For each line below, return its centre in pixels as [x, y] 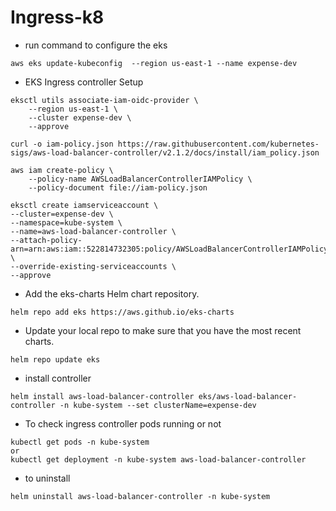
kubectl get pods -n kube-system [80, 442]
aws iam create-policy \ [62, 170]
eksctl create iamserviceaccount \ [84, 205]
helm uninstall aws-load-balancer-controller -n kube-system [140, 496]
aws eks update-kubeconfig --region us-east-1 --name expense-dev [154, 63]
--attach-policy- [46, 240]
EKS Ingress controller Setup [84, 82]
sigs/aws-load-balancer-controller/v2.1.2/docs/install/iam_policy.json [165, 152]
